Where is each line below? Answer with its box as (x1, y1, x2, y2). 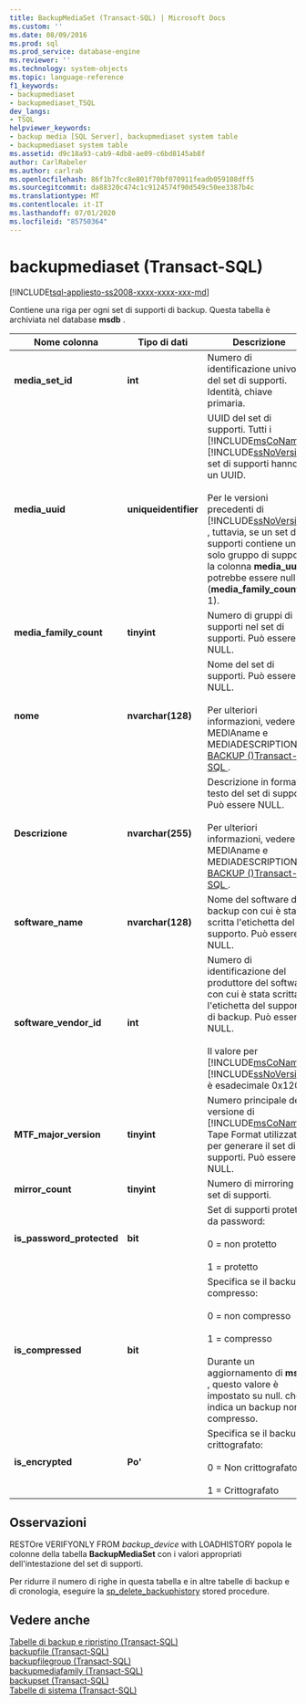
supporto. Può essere (207, 927, 300, 940)
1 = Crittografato (207, 1484, 280, 1497)
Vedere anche (9, 1612, 91, 1627)
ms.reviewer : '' (9, 56, 71, 65)
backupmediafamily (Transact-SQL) (9, 1666, 144, 1677)
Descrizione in (207, 775, 269, 788)
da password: (207, 1215, 266, 1228)
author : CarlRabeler (9, 157, 88, 167)
